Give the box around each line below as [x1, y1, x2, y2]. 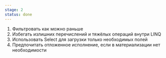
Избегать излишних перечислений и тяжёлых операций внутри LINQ [12, 31, 161, 37]
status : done [5, 12, 32, 17]
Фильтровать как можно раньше [12, 25, 84, 31]
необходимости [12, 47, 47, 53]
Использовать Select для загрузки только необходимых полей [12, 36, 148, 42]
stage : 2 [5, 7, 23, 12]
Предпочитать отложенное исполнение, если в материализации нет [12, 41, 160, 47]
